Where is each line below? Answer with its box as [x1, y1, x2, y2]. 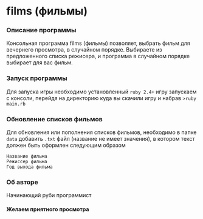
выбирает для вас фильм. [6, 59, 73, 66]
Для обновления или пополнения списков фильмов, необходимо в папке [6, 129, 197, 136]
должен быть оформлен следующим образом [6, 141, 126, 149]
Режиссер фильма [6, 159, 47, 165]
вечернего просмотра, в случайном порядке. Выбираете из [6, 46, 162, 53]
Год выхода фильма [6, 164, 53, 170]
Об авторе [6, 178, 38, 186]
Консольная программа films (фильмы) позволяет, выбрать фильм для [6, 39, 190, 47]
